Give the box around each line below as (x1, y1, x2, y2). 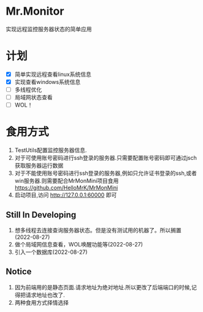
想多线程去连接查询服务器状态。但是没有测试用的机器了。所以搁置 (14, 226, 182, 234)
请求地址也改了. (25, 291, 65, 299)
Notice (6, 267, 32, 277)
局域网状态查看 (14, 94, 53, 101)
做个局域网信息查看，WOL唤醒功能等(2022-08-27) (14, 240, 144, 248)
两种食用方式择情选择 (14, 299, 69, 306)
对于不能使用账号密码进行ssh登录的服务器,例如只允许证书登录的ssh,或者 (14, 170, 197, 177)
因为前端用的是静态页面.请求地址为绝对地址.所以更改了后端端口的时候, (14, 283, 191, 291)
